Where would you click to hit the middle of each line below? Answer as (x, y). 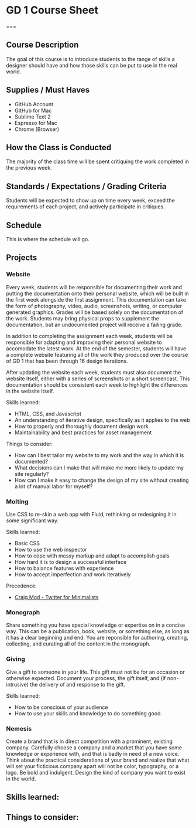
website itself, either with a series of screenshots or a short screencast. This (98, 378)
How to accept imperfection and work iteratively (73, 574)
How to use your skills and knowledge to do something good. (88, 713)
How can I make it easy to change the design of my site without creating (102, 480)
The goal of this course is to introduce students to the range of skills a (91, 59)
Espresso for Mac (36, 123)
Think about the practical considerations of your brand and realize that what (98, 760)
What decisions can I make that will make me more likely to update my (99, 468)
